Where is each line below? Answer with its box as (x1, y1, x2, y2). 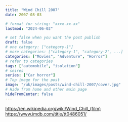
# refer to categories (5, 59, 53, 64)
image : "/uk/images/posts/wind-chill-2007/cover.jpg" (5, 82, 121, 88)
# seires (5, 68, 24, 73)
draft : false (5, 40, 33, 45)
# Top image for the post (5, 77, 60, 83)
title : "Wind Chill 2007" (5, 7, 60, 13)
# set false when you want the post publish (5, 35, 101, 40)
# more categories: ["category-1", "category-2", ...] (5, 49, 123, 54)
